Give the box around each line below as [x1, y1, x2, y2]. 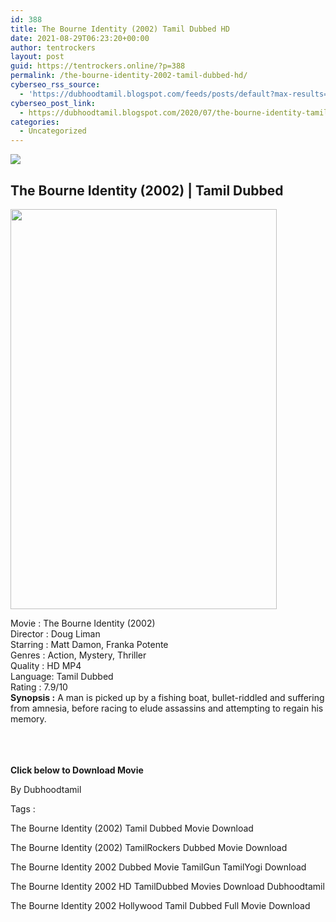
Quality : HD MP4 [10, 659, 82, 671]
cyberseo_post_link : [10, 98, 97, 108]
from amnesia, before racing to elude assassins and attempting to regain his [10, 702, 324, 714]
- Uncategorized [19, 126, 87, 136]
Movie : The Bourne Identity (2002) [10, 617, 156, 629]
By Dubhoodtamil [10, 783, 82, 795]
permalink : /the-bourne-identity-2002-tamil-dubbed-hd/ [10, 71, 248, 81]
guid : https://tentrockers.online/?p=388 [10, 61, 186, 71]
